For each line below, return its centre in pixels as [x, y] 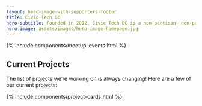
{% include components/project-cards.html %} [64, 97]
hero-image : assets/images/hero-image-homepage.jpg [72, 28]
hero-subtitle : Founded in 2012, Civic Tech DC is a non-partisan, [93, 23]
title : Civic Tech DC [33, 17]
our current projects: [32, 85]
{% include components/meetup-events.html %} [66, 46]
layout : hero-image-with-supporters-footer [62, 12]
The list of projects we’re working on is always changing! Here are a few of [99, 79]
